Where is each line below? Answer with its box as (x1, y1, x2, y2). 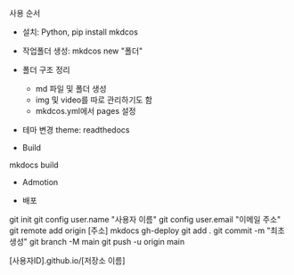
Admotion (21, 177, 59, 187)
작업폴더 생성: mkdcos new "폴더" (21, 45, 143, 56)
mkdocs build (9, 159, 60, 170)
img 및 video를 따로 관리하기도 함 (35, 94, 153, 105)
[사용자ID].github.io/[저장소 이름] (9, 255, 126, 265)
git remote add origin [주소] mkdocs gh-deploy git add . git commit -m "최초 (9, 225, 285, 236)
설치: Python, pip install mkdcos (21, 27, 138, 37)
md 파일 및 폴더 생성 (35, 84, 107, 93)
